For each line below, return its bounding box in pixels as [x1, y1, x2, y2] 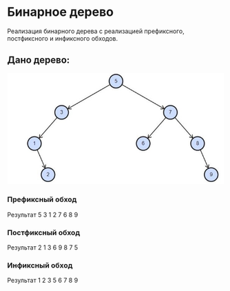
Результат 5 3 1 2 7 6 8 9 [7, 210, 79, 219]
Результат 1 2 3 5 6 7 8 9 [7, 277, 79, 285]
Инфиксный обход [7, 261, 73, 270]
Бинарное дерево [7, 4, 114, 20]
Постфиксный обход [7, 228, 81, 237]
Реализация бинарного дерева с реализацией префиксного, [7, 27, 185, 35]
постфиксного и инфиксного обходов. [7, 34, 118, 42]
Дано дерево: [7, 54, 70, 66]
